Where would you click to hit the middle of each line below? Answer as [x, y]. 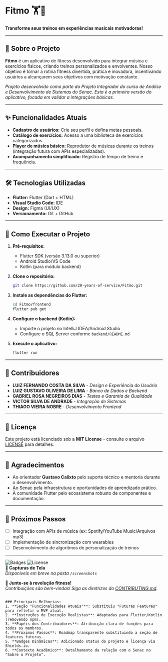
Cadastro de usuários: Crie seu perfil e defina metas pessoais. [77, 130]
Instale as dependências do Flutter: [50, 295]
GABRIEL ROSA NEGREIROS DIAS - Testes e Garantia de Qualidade [82, 396]
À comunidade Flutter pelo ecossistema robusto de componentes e [82, 493]
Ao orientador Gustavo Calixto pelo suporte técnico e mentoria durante [86, 477]
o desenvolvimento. [33, 483]
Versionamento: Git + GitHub [43, 214]
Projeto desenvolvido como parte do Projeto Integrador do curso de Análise [83, 86]
